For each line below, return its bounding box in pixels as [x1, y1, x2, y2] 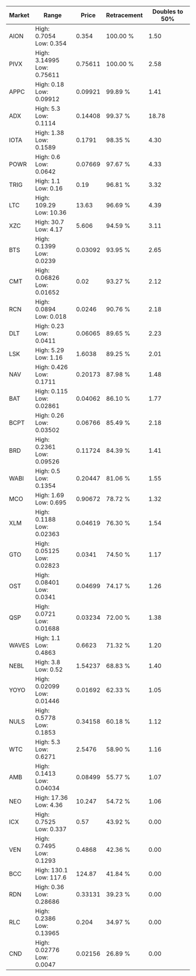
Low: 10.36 [34, 209, 67, 216]
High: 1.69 [34, 492, 64, 499]
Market [9, 11, 30, 19]
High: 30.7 [34, 218, 64, 226]
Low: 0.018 [34, 313, 67, 320]
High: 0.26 [34, 411, 64, 419]
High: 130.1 [34, 866, 68, 874]
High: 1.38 [34, 129, 64, 136]
